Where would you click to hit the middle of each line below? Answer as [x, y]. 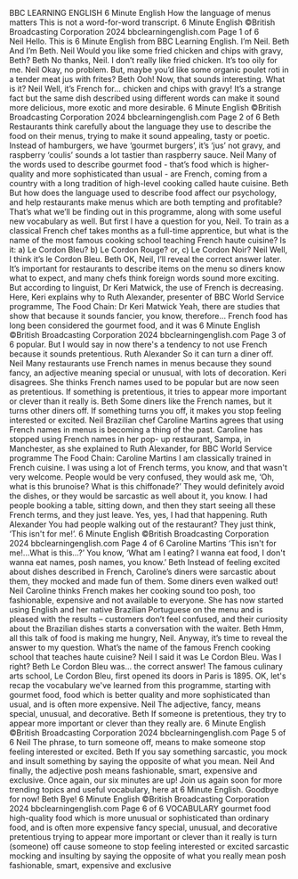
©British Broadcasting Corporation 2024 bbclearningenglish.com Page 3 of [148, 335]
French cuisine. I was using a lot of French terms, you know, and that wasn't [148, 468]
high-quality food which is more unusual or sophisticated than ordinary [139, 818]
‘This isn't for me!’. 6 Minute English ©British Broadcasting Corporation [139, 534]
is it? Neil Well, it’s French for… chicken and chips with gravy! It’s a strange [145, 89]
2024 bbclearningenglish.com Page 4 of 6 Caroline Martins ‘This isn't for [143, 543]
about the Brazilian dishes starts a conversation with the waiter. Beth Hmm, [147, 628]
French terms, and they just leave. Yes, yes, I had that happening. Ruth [138, 515]
